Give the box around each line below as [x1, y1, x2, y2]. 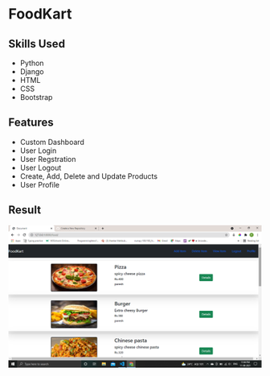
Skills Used [8, 37, 66, 51]
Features [8, 116, 54, 130]
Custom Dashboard [19, 137, 84, 147]
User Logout [19, 163, 62, 172]
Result [8, 203, 42, 217]
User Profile [19, 180, 60, 189]
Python [19, 58, 44, 68]
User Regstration [19, 154, 76, 163]
